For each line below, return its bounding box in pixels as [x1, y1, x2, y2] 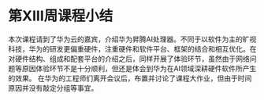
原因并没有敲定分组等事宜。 [8, 83, 99, 92]
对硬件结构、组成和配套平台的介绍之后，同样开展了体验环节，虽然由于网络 [8, 54, 250, 63]
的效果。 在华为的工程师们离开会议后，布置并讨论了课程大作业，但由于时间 [8, 73, 252, 83]
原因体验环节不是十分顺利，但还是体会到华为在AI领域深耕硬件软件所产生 [21, 63, 257, 73]
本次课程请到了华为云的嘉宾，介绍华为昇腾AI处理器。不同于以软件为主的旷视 [8, 34, 257, 44]
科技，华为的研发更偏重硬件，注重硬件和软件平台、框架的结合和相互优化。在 [8, 44, 257, 53]
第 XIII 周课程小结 [8, 7, 113, 25]
